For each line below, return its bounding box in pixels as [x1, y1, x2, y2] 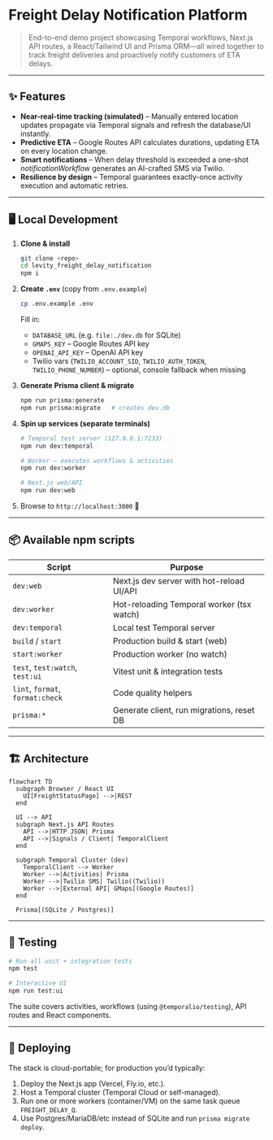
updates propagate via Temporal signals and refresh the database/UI [19, 120, 251, 129]
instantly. [19, 129, 51, 138]
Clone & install [19, 238, 71, 248]
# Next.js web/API [19, 478, 83, 487]
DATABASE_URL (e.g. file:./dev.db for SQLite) [32, 330, 181, 340]
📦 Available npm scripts [8, 533, 136, 547]
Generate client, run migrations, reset [112, 704, 255, 715]
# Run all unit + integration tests [8, 957, 132, 965]
